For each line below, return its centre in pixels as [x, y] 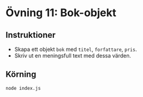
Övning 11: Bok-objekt [61, 13]
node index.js [23, 88]
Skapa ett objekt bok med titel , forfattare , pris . [76, 49]
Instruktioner [31, 35]
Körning [21, 75]
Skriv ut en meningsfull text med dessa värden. [73, 56]
